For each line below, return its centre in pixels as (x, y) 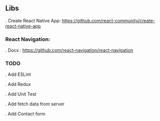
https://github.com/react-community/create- (108, 20)
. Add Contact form (25, 114)
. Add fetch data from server (35, 104)
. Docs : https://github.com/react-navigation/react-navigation (69, 50)
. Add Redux (18, 84)
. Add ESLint (18, 74)
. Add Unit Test (21, 94)
